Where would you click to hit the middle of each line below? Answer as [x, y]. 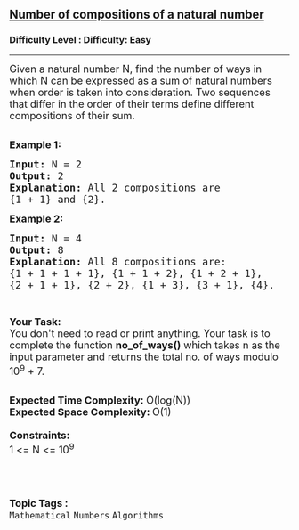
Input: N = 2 [46, 164]
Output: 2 [36, 175]
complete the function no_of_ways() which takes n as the [145, 345]
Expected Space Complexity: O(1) [90, 412]
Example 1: [36, 144]
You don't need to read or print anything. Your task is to [140, 333]
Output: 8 [36, 250]
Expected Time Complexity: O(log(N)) [100, 400]
